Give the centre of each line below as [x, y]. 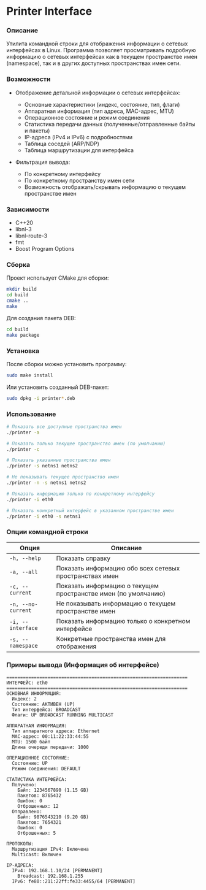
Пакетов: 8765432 [40, 796]
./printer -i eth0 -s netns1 [44, 516]
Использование [31, 414]
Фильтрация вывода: [43, 162]
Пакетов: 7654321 [40, 823]
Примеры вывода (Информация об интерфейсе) [83, 665]
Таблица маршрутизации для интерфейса [79, 150]
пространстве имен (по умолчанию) [111, 593]
